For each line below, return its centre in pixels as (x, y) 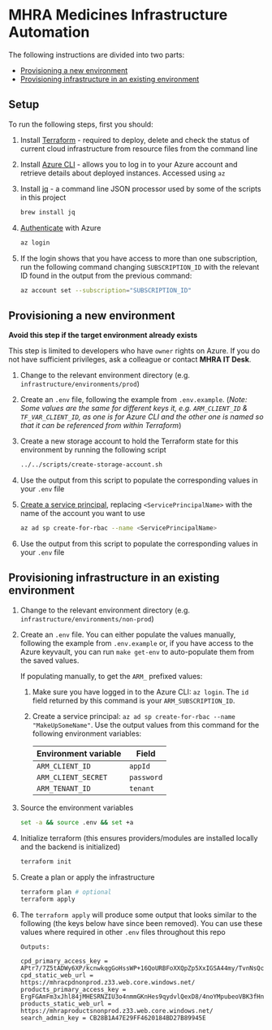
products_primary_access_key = (73, 990)
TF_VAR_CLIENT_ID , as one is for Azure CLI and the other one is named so (142, 417)
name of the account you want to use (83, 513)
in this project (43, 197)
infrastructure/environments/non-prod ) (87, 618)
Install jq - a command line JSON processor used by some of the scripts (140, 188)
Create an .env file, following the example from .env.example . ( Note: (134, 400)
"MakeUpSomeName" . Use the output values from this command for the (146, 725)
